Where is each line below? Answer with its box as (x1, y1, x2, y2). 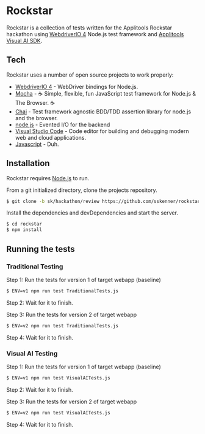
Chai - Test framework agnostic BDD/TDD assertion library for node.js (15, 108, 191, 115)
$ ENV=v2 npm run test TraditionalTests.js (6, 322, 119, 329)
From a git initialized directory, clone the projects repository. (6, 186, 157, 194)
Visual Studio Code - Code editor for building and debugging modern (15, 127, 189, 135)
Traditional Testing (6, 262, 63, 270)
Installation (6, 158, 50, 169)
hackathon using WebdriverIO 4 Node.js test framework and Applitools (6, 30, 184, 37)
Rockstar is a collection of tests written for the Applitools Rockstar (6, 24, 173, 31)
